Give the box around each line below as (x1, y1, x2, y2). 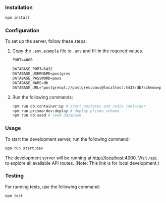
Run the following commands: (12, 94, 73, 100)
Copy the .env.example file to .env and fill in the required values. (12, 48, 144, 54)
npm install (5, 15, 30, 20)
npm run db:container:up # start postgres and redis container (12, 103, 146, 108)
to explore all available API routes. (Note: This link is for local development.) (5, 160, 160, 166)
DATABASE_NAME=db (12, 80, 49, 86)
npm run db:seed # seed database (12, 113, 82, 118)
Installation (5, 4, 33, 11)
